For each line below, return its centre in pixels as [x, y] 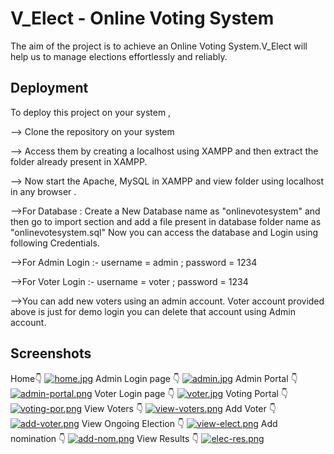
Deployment [49, 88]
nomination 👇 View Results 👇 [105, 438]
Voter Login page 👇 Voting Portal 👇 [191, 393]
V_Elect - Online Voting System [142, 18]
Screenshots [51, 353]
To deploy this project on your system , [91, 112]
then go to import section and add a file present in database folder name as [166, 221]
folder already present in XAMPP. [79, 161]
